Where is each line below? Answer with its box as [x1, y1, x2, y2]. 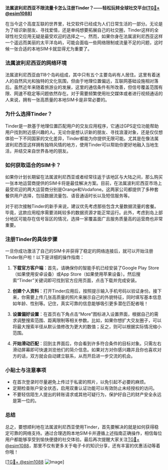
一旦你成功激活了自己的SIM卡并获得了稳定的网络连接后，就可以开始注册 [5, 248, 153, 254]
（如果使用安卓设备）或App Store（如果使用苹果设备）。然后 [12, 271, 136, 277]
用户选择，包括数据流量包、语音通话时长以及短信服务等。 [13, 192, 132, 198]
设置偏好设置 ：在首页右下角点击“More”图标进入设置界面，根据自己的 [12, 311, 154, 317]
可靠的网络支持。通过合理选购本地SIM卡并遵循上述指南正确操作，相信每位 [9, 430, 162, 436]
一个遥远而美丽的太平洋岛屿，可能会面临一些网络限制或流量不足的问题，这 [5, 39, 158, 45]
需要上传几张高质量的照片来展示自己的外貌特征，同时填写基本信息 [25, 294, 161, 300]
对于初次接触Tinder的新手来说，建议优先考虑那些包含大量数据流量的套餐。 [5, 203, 159, 209]
